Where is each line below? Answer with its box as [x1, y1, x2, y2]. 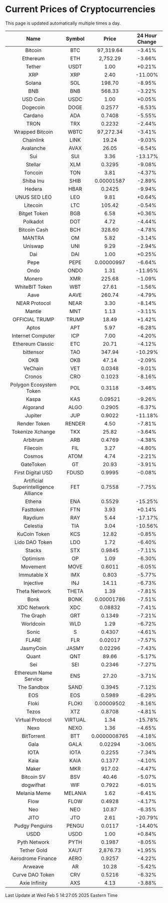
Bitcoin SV [21, 773, 46, 780]
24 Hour [136, 32, 157, 39]
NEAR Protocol [15, 300, 51, 307]
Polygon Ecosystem [9, 381, 57, 388]
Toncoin [23, 169, 43, 176]
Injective [23, 579, 43, 586]
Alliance [24, 489, 43, 496]
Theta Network [15, 587, 51, 594]
